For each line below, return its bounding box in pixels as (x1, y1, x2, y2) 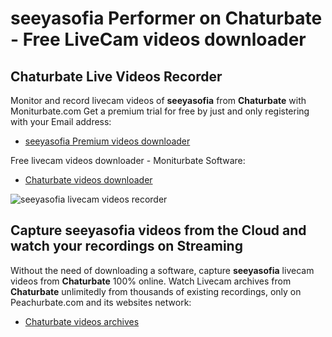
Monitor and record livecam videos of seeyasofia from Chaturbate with (10, 95, 307, 106)
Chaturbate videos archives (24, 315, 140, 327)
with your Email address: (10, 116, 112, 127)
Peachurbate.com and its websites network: (10, 296, 192, 308)
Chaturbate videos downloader (24, 174, 153, 186)
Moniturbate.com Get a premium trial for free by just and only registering (10, 105, 310, 117)
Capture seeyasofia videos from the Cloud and (10, 222, 307, 239)
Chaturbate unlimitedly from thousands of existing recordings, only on (10, 285, 302, 297)
